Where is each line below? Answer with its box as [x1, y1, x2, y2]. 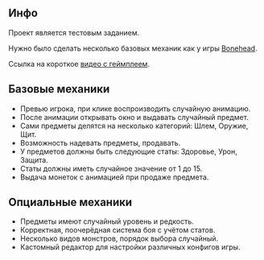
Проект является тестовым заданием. [8, 27, 139, 37]
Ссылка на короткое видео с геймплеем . [8, 59, 151, 68]
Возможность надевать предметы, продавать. [19, 138, 181, 147]
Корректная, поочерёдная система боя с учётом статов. [19, 225, 216, 235]
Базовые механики [8, 82, 110, 96]
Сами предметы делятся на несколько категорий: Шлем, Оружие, [19, 121, 249, 130]
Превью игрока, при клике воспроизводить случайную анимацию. [19, 104, 251, 113]
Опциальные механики [8, 196, 133, 209]
